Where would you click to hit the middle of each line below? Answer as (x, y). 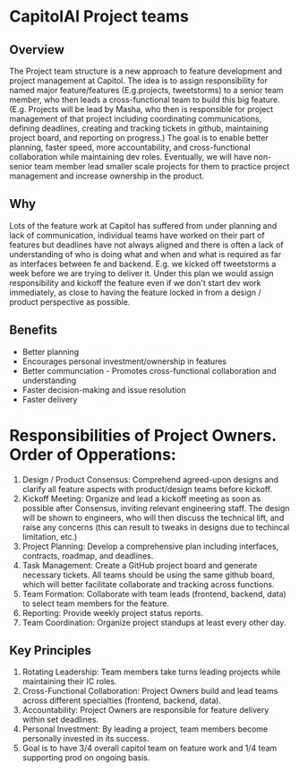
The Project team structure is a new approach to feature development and (146, 71)
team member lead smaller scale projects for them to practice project (162, 166)
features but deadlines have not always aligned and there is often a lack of (146, 245)
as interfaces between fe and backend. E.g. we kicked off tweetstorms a (143, 264)
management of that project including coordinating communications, (136, 119)
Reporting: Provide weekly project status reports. (113, 612)
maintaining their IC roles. (69, 681)
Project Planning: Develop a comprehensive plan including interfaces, (150, 546)
